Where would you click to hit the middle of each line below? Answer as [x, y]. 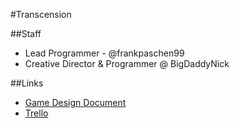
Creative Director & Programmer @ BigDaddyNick [127, 63]
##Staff [26, 33]
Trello [36, 113]
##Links [27, 83]
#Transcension [41, 14]
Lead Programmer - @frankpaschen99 [104, 53]
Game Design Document [75, 102]
